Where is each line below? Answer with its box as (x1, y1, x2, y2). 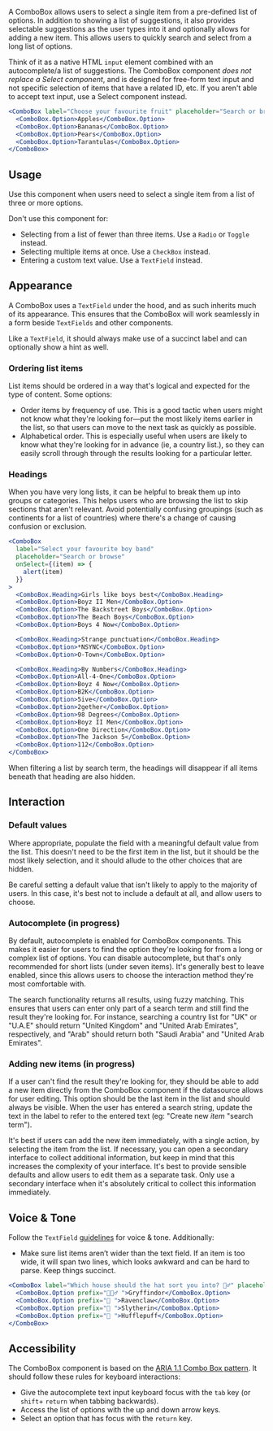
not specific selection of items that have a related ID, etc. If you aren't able (8, 83, 258, 93)
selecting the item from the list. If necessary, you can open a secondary (8, 1144, 249, 1154)
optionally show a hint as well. (8, 341, 109, 352)
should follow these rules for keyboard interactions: (8, 1372, 181, 1381)
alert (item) (23, 568, 63, 576)
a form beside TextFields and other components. (8, 317, 173, 328)
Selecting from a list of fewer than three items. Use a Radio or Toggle (19, 229, 250, 239)
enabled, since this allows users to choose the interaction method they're (8, 971, 254, 981)
